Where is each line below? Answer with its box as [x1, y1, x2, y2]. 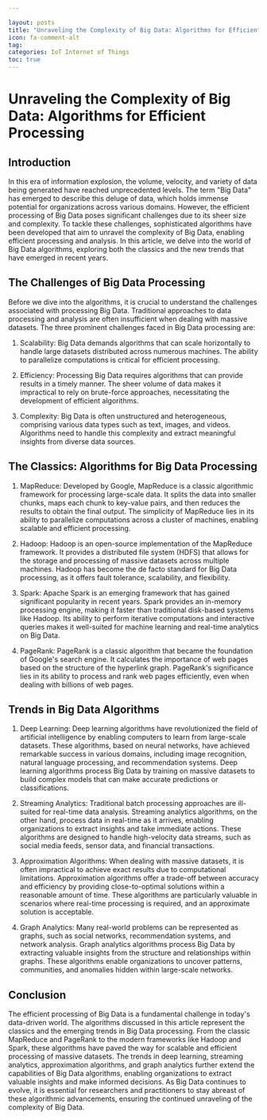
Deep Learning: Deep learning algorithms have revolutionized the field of [19, 724, 258, 733]
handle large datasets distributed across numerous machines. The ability [19, 346, 258, 356]
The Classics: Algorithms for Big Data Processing [8, 460, 258, 474]
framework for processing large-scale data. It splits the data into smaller [19, 489, 257, 499]
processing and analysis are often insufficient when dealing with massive [8, 314, 248, 324]
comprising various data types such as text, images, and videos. [19, 419, 231, 429]
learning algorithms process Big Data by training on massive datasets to [19, 766, 256, 776]
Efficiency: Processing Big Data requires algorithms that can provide [19, 370, 244, 379]
